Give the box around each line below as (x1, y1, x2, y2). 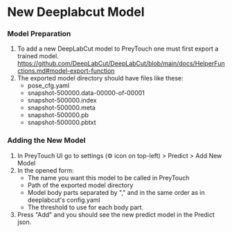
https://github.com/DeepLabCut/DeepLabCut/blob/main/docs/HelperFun (17, 60, 225, 68)
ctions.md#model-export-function (17, 67, 115, 75)
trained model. (17, 52, 59, 60)
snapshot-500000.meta (27, 103, 96, 112)
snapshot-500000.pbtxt (27, 119, 96, 127)
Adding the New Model (7, 136, 86, 146)
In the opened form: (17, 166, 74, 174)
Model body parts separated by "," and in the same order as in (27, 188, 206, 196)
